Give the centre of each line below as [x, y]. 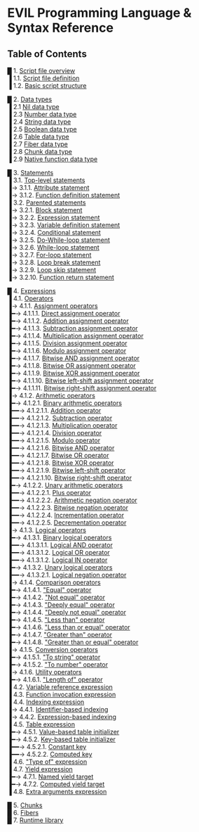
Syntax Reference [61, 28]
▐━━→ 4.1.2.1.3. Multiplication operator [62, 425]
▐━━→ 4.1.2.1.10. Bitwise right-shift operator [69, 478]
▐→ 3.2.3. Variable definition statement [64, 225]
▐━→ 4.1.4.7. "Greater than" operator [60, 635]
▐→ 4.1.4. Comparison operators [54, 582]
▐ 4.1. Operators [30, 298]
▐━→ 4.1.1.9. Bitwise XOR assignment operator [74, 373]
